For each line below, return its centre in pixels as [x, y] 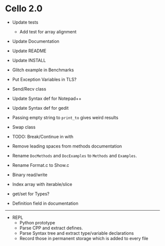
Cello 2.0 [24, 9]
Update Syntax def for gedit [40, 108]
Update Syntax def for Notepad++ [47, 98]
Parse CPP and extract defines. [51, 228]
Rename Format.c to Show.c [41, 165]
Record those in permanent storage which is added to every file [84, 238]
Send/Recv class [29, 89]
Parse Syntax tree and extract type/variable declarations [77, 233]
